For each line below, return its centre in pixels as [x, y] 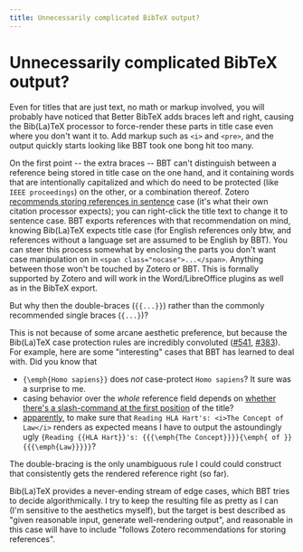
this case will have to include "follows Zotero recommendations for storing [148, 529]
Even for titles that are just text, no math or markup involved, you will [137, 107]
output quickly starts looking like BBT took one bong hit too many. [132, 145]
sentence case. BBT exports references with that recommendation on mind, [150, 220]
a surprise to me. [54, 388]
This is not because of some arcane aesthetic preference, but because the [148, 332]
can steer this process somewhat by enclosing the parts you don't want [143, 249]
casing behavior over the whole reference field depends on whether [149, 398]
